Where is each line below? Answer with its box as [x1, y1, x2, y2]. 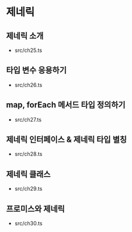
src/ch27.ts [14, 116, 42, 123]
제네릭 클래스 [6, 169, 51, 179]
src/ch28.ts [14, 151, 43, 158]
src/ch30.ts [14, 220, 43, 227]
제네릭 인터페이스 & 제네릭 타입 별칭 [6, 135, 127, 145]
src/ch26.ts [14, 81, 43, 89]
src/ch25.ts [14, 47, 42, 54]
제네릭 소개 [6, 31, 44, 41]
